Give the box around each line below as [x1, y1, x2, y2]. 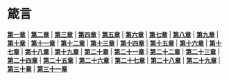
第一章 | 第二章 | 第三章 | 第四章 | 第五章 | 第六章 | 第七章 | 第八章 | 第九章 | [7, 30, 219, 39]
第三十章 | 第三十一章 [7, 65, 68, 73]
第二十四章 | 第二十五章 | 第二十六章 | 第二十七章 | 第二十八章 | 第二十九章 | [7, 56, 221, 64]
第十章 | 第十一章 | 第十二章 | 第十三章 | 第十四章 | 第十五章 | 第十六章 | [7, 39, 208, 47]
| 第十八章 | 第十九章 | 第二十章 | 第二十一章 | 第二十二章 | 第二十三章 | [20, 48, 220, 56]
